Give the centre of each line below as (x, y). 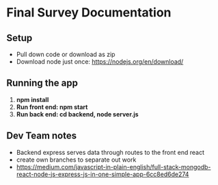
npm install (32, 99)
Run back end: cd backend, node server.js (77, 114)
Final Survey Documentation (89, 13)
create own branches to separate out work (76, 160)
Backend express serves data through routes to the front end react (110, 152)
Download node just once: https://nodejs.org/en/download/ (100, 62)
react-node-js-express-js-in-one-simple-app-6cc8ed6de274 (103, 174)
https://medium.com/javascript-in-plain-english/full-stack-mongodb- (113, 166)
